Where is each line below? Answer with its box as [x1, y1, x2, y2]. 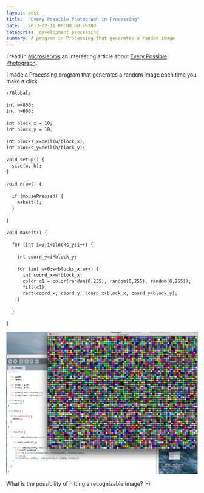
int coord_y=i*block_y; [17, 254, 78, 260]
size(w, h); [12, 163, 42, 169]
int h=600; [6, 108, 34, 115]
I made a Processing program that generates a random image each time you [6, 71, 197, 78]
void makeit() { [6, 229, 47, 236]
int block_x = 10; [6, 120, 53, 127]
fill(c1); [22, 284, 47, 291]
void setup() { [6, 157, 45, 163]
